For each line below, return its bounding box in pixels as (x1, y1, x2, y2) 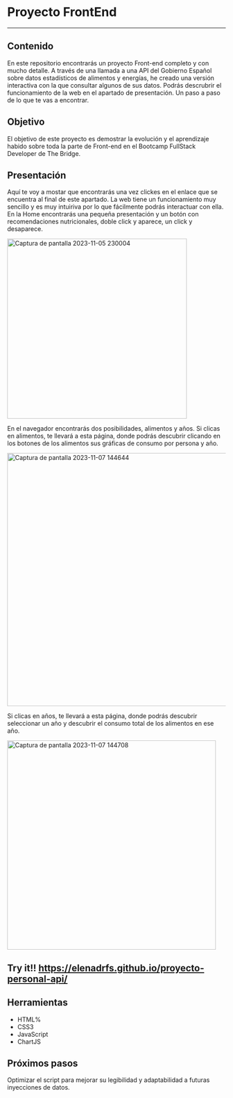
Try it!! (7, 962, 37, 974)
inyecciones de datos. (7, 1083, 71, 1092)
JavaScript (17, 1030, 49, 1038)
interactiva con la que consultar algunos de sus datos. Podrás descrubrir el (7, 81, 222, 89)
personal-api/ (7, 973, 68, 985)
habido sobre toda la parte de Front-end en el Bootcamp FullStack (7, 142, 196, 150)
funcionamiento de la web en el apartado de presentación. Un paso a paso (7, 88, 221, 97)
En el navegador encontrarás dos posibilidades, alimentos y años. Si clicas (7, 424, 221, 433)
